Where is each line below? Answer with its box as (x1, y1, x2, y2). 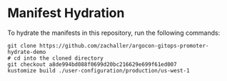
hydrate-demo (7, 48, 46, 55)
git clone (7, 42, 37, 49)
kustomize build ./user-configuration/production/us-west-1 (7, 67, 191, 74)
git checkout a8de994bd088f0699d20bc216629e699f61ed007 (7, 60, 177, 68)
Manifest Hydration (7, 5, 125, 21)
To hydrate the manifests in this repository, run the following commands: (7, 28, 221, 37)
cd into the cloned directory (14, 55, 104, 62)
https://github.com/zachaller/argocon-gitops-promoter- (39, 42, 209, 49)
